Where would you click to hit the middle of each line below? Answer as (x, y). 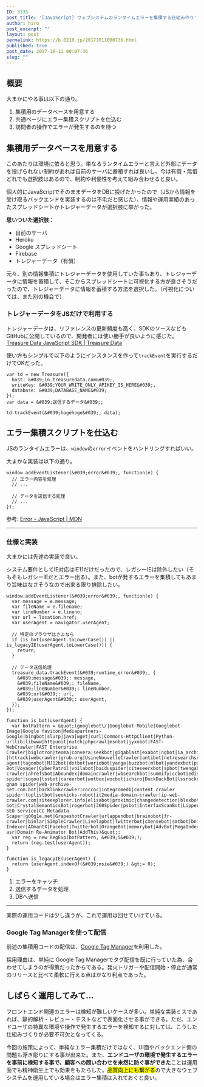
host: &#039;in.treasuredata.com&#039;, (63, 380)
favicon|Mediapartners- (72, 731)
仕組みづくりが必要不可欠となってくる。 (57, 1034)
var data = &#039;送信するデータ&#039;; (55, 402)
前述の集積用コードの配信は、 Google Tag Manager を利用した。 (86, 946)
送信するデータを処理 (42, 889)
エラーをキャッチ (36, 881)
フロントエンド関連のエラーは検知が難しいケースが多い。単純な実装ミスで (99, 1011)
